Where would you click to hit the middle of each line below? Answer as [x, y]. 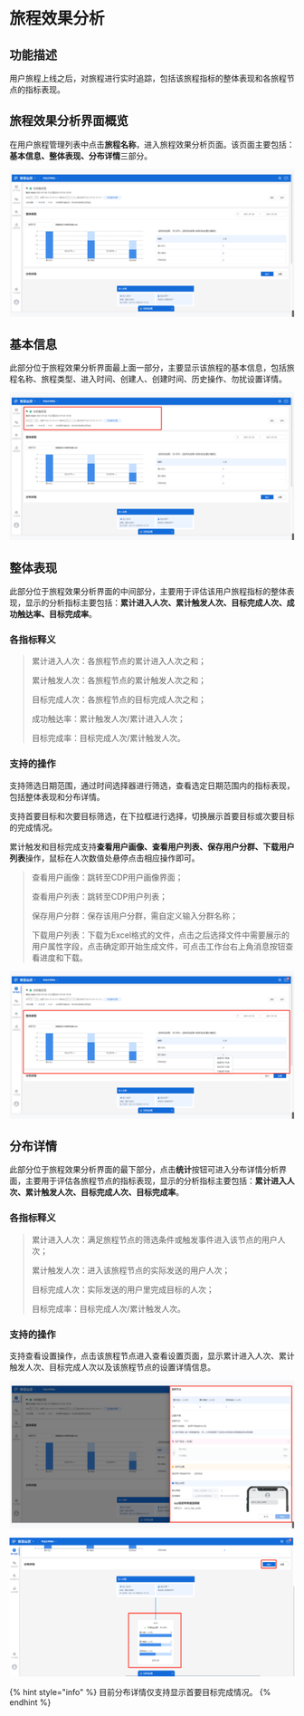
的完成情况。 [33, 827]
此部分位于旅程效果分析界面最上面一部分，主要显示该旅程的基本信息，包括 [148, 368]
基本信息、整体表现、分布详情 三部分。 [81, 156]
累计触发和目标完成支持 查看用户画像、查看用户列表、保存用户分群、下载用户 [152, 846]
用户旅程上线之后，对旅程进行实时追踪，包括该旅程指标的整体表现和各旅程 [148, 78]
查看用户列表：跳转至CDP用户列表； [100, 896]
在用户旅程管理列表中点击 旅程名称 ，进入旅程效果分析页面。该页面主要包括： [152, 144]
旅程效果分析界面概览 [69, 121]
